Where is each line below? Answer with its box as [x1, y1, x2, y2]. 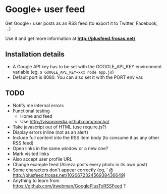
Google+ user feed [5, 4, 85, 15]
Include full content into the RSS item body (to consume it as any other [12, 134, 160, 140]
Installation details [5, 50, 65, 59]
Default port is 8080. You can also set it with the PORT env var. [12, 74, 144, 80]
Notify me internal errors [12, 102, 64, 108]
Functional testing [12, 108, 50, 114]
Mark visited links [12, 151, 49, 157]
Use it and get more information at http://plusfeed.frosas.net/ [5, 35, 136, 41]
